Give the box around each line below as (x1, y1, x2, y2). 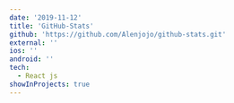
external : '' (9, 38, 58, 47)
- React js (17, 72, 58, 81)
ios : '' (9, 47, 39, 56)
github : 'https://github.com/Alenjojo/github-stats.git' (9, 30, 227, 39)
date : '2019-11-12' (9, 13, 82, 22)
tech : (9, 64, 30, 73)
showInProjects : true (9, 80, 91, 89)
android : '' (9, 55, 54, 64)
